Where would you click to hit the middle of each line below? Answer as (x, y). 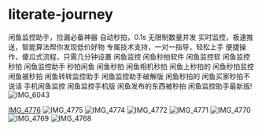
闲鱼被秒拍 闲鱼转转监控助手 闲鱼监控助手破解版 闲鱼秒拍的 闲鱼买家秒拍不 (129, 76)
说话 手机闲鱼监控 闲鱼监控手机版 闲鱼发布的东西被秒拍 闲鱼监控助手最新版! (130, 86)
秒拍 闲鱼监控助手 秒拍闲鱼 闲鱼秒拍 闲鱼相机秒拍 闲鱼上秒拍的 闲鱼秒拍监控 (131, 66)
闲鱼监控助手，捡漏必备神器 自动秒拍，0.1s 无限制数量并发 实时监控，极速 (127, 37)
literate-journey (61, 14)
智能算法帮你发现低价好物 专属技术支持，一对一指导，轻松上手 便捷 (131, 47)
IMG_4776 (25, 110)
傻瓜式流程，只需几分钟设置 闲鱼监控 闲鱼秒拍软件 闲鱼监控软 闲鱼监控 (136, 56)
